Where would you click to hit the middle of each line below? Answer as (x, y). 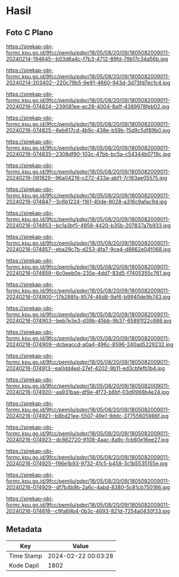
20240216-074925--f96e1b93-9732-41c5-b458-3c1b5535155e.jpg (87, 463)
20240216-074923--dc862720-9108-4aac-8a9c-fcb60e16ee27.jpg (87, 440)
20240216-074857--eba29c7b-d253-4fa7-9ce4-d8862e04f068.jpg (89, 249)
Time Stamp (26, 556)
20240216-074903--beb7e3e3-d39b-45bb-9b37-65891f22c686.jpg (89, 321)
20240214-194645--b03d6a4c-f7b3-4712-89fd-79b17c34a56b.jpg (87, 59)
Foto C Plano (30, 33)
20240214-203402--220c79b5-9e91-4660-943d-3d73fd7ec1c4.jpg (88, 83)
